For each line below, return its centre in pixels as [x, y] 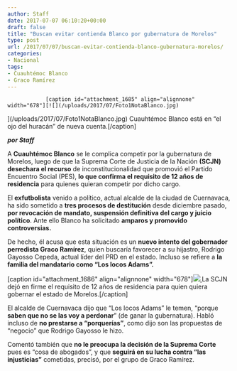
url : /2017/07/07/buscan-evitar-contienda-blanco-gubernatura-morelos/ [115, 47]
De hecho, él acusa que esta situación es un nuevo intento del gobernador [118, 242]
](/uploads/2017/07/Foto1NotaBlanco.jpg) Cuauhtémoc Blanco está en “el [114, 119]
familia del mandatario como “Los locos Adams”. [81, 264]
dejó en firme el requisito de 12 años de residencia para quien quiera [108, 287]
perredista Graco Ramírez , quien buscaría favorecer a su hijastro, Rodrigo [116, 249]
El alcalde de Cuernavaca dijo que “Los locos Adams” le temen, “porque [113, 308]
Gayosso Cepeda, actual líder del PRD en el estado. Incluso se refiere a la [115, 257]
